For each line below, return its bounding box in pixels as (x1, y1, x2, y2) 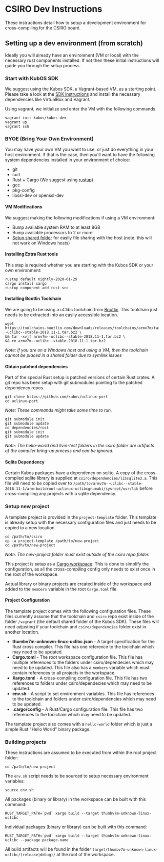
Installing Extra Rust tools (5, 251, 58, 257)
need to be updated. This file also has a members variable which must (12, 664, 150, 671)
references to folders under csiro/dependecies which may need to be (12, 680, 152, 686)
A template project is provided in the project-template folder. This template (5, 514, 157, 520)
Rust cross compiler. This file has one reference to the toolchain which (12, 644, 154, 649)
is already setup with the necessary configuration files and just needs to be (5, 519, 157, 525)
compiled (5, 475, 24, 481)
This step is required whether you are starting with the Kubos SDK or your (5, 262, 154, 268)
